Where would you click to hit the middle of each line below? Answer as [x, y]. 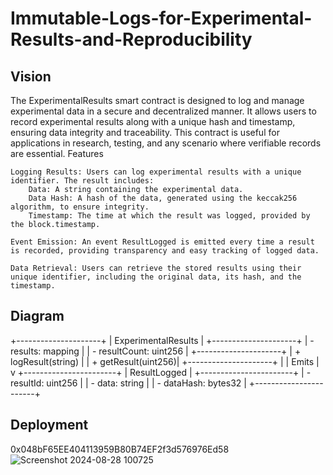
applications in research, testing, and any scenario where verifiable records [166, 143]
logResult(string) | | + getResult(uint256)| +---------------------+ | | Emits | [165, 361]
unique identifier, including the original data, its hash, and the [156, 277]
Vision [31, 76]
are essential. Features [57, 153]
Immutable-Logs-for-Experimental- [161, 18]
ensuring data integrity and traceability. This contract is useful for [145, 132]
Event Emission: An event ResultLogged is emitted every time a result [162, 242]
